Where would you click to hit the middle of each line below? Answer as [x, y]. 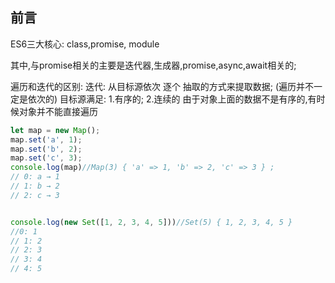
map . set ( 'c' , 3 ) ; [46, 158]
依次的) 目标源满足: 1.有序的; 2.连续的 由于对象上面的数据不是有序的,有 [172, 99]
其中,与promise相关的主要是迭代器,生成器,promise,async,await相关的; [153, 65]
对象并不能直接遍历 [58, 111]
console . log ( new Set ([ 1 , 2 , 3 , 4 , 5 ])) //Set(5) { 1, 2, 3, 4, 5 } [151, 222]
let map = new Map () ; [55, 130]
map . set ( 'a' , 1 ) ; [46, 139]
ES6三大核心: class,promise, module [85, 44]
